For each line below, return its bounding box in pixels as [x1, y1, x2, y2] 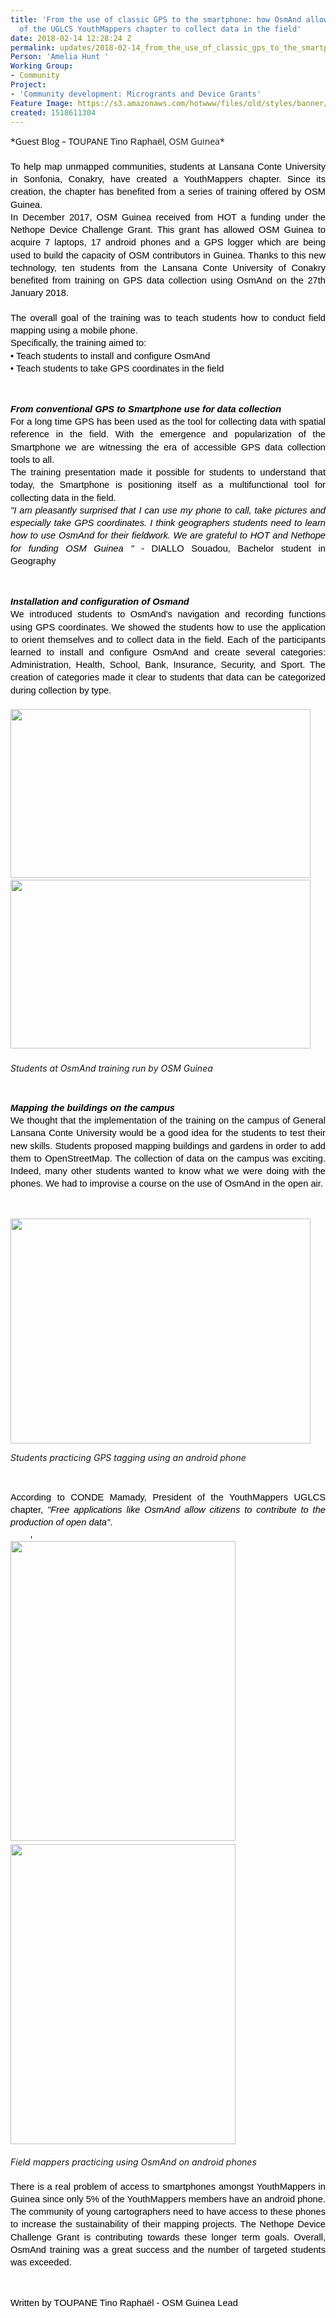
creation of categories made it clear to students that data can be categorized [10, 672, 326, 683]
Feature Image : [10, 98, 74, 108]
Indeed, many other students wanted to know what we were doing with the [10, 1166, 326, 1177]
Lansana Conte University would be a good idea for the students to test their [10, 1127, 326, 1139]
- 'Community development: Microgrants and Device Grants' [10, 89, 262, 99]
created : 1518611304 [10, 107, 97, 118]
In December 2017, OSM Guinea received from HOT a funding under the [10, 211, 326, 223]
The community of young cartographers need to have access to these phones [10, 2206, 326, 2218]
